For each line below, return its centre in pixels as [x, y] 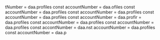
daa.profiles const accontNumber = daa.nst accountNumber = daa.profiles [80, 27]
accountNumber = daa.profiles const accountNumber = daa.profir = [73, 17]
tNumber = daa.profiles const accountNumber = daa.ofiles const [70, 7]
